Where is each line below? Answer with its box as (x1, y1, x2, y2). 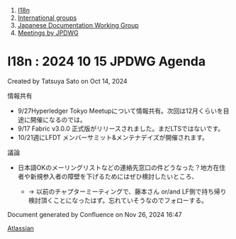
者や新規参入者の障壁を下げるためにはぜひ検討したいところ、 (17, 172, 198, 180)
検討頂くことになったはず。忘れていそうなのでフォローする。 (28, 196, 208, 204)
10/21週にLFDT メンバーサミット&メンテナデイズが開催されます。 (17, 133, 209, 141)
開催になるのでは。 (30, 115, 86, 123)
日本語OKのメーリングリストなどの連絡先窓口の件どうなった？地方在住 (17, 163, 225, 172)
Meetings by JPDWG (17, 28, 79, 37)
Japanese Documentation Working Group (17, 21, 140, 29)
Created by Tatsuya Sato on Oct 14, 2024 (7, 77, 128, 85)
